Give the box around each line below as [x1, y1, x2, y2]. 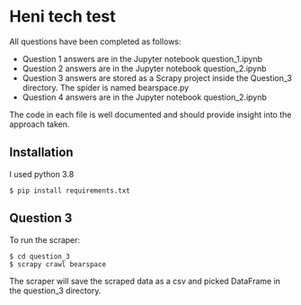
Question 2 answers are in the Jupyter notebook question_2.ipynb [22, 63, 267, 74]
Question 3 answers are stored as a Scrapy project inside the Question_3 [22, 72, 292, 83]
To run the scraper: [9, 234, 81, 245]
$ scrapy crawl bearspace [9, 259, 106, 269]
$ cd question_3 [9, 252, 70, 261]
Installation [9, 145, 74, 160]
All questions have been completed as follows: [9, 36, 181, 47]
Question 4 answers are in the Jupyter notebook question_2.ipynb [22, 92, 268, 103]
